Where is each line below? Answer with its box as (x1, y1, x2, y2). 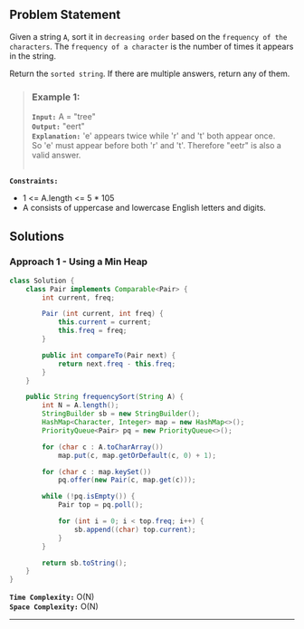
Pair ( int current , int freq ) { (42, 310, 165, 319)
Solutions (9, 228, 65, 243)
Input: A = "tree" (31, 111, 97, 122)
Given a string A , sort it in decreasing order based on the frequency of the (9, 31, 288, 42)
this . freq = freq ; (57, 326, 128, 336)
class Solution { (9, 276, 75, 285)
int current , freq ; (42, 293, 116, 302)
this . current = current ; (57, 318, 152, 327)
